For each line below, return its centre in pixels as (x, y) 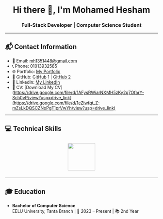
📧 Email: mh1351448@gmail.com (45, 61)
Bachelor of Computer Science (44, 205)
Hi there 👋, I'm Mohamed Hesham (81, 10)
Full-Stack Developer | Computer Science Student (81, 25)
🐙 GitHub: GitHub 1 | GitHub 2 (41, 77)
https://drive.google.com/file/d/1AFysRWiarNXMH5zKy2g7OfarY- (79, 92)
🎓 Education (25, 192)
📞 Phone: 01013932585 (34, 66)
